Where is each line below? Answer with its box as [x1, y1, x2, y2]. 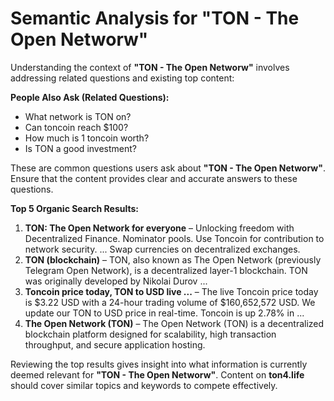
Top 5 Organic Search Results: [10, 202, 140, 214]
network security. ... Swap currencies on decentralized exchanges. [24, 243, 301, 255]
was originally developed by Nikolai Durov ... [24, 275, 208, 287]
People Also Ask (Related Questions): [10, 91, 170, 103]
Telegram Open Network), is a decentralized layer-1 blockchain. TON [24, 264, 308, 276]
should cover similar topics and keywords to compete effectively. [10, 379, 278, 391]
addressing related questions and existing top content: [10, 72, 235, 84]
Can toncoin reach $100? [24, 121, 129, 133]
